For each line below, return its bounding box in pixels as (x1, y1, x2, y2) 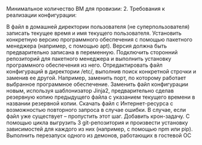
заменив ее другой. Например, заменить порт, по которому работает (6, 75, 186, 81)
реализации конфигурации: (6, 11, 77, 19)
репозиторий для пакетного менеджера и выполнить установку (6, 55, 172, 62)
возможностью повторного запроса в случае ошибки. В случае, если (6, 106, 186, 113)
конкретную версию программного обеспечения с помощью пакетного (6, 36, 193, 43)
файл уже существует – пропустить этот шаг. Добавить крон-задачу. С (6, 113, 190, 120)
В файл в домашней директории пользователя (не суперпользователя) (6, 23, 190, 30)
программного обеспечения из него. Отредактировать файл (6, 61, 163, 69)
